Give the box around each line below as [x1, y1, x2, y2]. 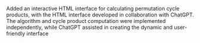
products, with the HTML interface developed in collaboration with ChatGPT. [6, 11, 195, 18]
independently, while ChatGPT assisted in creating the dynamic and [6, 24, 173, 31]
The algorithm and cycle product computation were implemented [6, 18, 166, 24]
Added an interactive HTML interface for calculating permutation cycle [6, 5, 180, 12]
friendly [6, 30, 26, 37]
